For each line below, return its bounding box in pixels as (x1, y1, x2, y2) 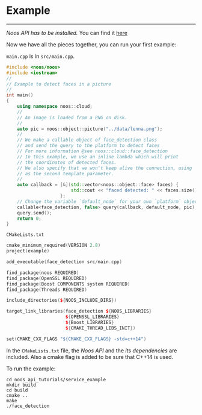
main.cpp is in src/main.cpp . (6, 52, 75, 60)
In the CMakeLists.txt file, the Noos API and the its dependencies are (6, 347, 177, 354)
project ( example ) (6, 248, 50, 254)
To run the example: (6, 365, 56, 372)
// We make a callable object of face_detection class (17, 137, 158, 143)
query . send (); (17, 210, 52, 216)
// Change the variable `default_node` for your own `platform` (17, 198, 182, 205)
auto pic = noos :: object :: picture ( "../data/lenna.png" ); (17, 126, 163, 132)
